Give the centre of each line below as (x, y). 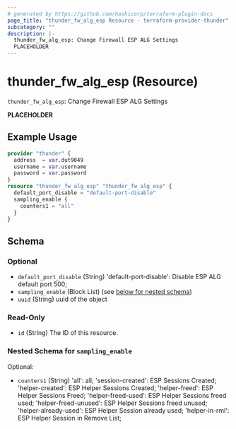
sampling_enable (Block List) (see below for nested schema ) (105, 292)
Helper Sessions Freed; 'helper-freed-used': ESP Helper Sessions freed (122, 395)
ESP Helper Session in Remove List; (70, 418)
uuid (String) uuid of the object (62, 299)
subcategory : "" (31, 27)
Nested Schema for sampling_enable (70, 351)
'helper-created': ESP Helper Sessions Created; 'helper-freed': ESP (116, 388)
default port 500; (42, 284)
